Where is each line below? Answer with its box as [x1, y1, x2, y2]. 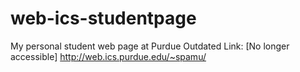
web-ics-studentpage [10, 7, 197, 30]
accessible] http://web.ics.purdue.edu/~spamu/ [10, 50, 207, 62]
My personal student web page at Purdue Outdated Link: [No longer [10, 40, 290, 52]
